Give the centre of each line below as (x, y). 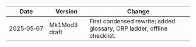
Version (66, 11)
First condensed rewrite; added (132, 21)
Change (138, 11)
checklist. (103, 36)
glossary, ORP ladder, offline (129, 28)
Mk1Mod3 (64, 25)
